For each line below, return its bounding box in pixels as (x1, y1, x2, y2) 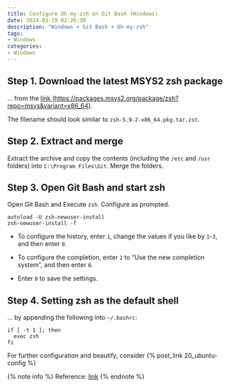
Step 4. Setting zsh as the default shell (7, 294, 179, 306)
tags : (7, 29, 23, 37)
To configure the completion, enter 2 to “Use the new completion (17, 253, 205, 262)
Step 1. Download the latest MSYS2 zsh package (7, 75, 223, 88)
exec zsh (13, 333, 39, 340)
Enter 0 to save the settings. (17, 274, 98, 283)
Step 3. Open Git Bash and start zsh (7, 182, 166, 193)
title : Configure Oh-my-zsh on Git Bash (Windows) (7, 10, 158, 18)
